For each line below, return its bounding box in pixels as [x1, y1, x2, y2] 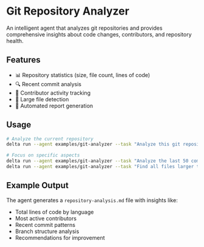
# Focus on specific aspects [6, 152, 80, 158]
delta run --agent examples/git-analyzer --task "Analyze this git [6, 141, 181, 147]
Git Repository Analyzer [6, 4, 129, 18]
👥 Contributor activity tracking [15, 89, 91, 96]
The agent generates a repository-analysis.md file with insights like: [6, 196, 178, 204]
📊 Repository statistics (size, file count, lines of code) [15, 71, 151, 78]
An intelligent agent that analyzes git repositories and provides [6, 24, 163, 32]
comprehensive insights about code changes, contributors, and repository [6, 30, 192, 38]
